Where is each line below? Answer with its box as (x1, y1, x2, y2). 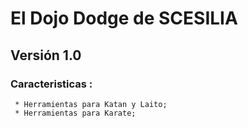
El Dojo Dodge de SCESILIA (10, 7, 238, 30)
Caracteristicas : (10, 77, 93, 91)
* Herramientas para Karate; (14, 108, 137, 118)
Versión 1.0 (10, 47, 82, 64)
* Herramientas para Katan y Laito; (14, 99, 168, 109)
